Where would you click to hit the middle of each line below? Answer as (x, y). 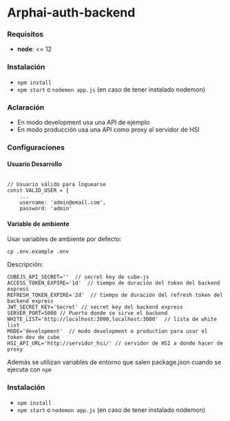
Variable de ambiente (39, 224)
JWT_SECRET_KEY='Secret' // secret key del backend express (95, 307)
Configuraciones (36, 147)
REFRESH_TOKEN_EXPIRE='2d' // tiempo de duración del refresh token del (115, 295)
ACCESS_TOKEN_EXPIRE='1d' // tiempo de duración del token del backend (114, 283)
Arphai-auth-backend (71, 13)
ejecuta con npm (29, 369)
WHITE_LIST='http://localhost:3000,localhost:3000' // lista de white (112, 319)
